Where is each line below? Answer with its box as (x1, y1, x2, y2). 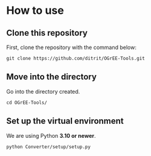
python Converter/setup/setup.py (6, 143, 91, 150)
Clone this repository (6, 28, 88, 38)
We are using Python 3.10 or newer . (6, 132, 96, 139)
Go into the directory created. (6, 88, 80, 95)
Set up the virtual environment (6, 116, 124, 126)
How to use (6, 4, 64, 18)
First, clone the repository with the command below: (6, 44, 136, 51)
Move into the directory (6, 72, 97, 82)
